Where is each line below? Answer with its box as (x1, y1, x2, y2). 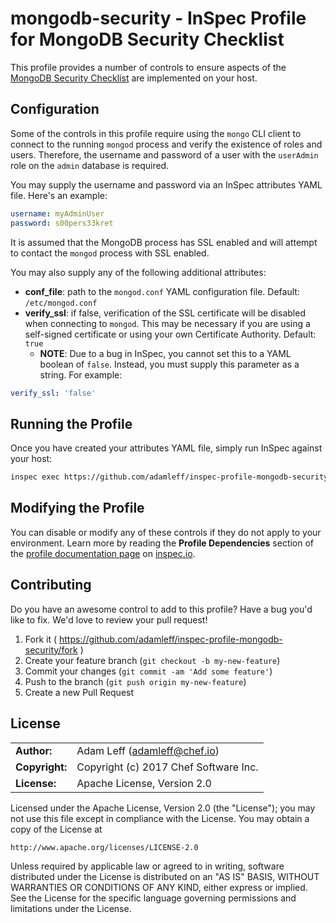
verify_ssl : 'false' (10, 388, 97, 398)
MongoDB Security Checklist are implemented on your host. (10, 72, 258, 84)
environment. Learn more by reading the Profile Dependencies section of (10, 537, 315, 549)
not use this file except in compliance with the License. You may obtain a (10, 812, 310, 824)
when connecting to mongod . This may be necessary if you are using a (24, 317, 311, 329)
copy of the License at (10, 823, 103, 835)
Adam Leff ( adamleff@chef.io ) (76, 743, 220, 757)
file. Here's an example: (10, 189, 108, 201)
